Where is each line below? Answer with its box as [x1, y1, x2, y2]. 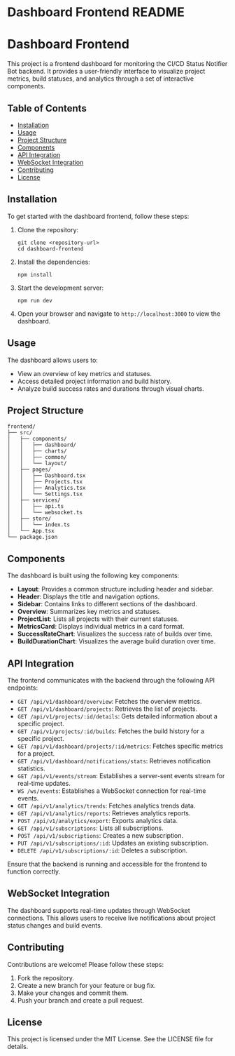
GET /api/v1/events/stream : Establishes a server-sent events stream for [17, 772, 225, 780]
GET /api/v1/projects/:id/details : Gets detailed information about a [17, 712, 218, 720]
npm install [17, 271, 52, 278]
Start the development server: [17, 283, 104, 292]
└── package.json [7, 534, 58, 541]
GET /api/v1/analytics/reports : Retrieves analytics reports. [17, 809, 191, 817]
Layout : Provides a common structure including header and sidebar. [17, 585, 215, 594]
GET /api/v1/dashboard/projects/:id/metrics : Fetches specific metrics [17, 742, 224, 750]
